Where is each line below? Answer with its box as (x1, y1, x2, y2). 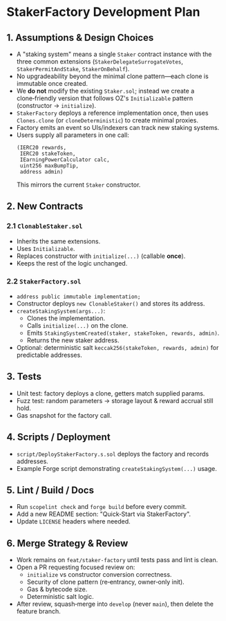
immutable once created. (16, 80, 88, 87)
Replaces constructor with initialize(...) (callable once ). (16, 252, 186, 260)
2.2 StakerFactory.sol (6, 276, 82, 286)
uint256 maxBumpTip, (19, 163, 79, 169)
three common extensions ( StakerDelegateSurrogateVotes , (16, 57, 184, 66)
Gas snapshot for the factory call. (16, 411, 112, 419)
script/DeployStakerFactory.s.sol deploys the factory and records (16, 449, 209, 458)
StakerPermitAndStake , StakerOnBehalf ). (16, 65, 130, 73)
